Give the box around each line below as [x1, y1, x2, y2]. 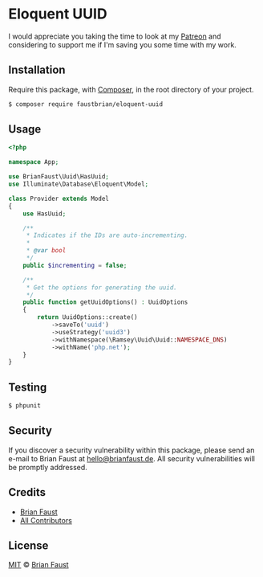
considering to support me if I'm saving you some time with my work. [8, 39, 237, 49]
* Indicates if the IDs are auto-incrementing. [26, 231, 188, 239]
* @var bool [26, 247, 67, 255]
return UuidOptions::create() [37, 313, 138, 321]
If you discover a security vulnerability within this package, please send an [8, 445, 255, 455]
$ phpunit [8, 402, 42, 410]
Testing [8, 380, 47, 394]
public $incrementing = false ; [22, 261, 127, 269]
